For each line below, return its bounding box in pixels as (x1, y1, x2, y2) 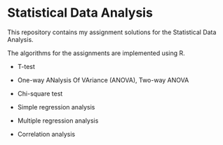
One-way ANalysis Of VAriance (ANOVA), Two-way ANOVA (17, 75, 189, 84)
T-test (17, 62, 35, 70)
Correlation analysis (17, 130, 76, 138)
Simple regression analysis (17, 102, 95, 111)
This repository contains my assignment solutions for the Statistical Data (7, 28, 217, 36)
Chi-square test (17, 89, 63, 98)
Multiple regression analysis (17, 116, 99, 125)
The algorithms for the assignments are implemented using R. (7, 49, 186, 57)
